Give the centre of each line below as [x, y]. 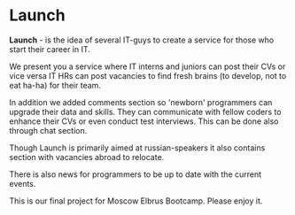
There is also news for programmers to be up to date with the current [136, 174]
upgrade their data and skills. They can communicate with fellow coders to [145, 111]
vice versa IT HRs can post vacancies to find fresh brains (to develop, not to [148, 75]
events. [23, 183]
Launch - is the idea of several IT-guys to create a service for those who [142, 40]
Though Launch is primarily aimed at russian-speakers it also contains [137, 148]
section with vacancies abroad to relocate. [87, 157]
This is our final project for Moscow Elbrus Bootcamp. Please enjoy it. [136, 201]
